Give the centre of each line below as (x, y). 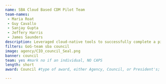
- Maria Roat (21, 19)
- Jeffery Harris (25, 33)
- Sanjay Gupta (23, 28)
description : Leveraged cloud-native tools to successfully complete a (80, 42)
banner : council (22, 56)
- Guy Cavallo (22, 23)
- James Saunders (25, 38)
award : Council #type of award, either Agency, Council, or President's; (83, 70)
